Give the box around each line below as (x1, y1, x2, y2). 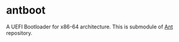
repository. (6, 29, 32, 36)
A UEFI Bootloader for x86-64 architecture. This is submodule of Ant (6, 23, 173, 30)
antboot (6, 4, 46, 17)
